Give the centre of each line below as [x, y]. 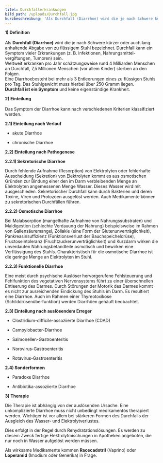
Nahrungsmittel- [119, 53]
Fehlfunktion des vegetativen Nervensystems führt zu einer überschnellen [79, 281]
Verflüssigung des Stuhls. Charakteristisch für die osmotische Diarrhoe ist [79, 252]
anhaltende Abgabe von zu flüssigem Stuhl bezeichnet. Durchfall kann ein [79, 48]
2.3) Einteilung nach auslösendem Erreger [49, 311]
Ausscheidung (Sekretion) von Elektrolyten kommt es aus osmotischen [76, 176]
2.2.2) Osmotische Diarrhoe [34, 211]
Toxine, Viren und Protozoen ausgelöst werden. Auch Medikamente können [81, 197]
